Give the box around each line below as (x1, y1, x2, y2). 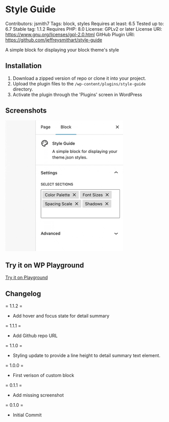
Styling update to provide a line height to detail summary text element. (12, 352, 161, 359)
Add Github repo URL (12, 332, 58, 339)
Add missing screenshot (12, 392, 64, 398)
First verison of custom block (12, 372, 75, 379)
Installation (5, 61, 42, 70)
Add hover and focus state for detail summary (12, 313, 110, 319)
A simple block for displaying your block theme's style (5, 47, 119, 53)
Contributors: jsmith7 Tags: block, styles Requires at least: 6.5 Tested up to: (5, 20, 164, 27)
